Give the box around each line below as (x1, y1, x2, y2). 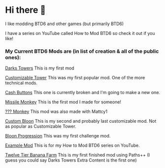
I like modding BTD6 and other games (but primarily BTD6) (5, 21, 124, 27)
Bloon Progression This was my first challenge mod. (5, 133, 111, 139)
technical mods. (5, 80, 38, 86)
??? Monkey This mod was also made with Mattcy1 (5, 108, 107, 115)
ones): (5, 54, 21, 61)
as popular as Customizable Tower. (5, 123, 76, 130)
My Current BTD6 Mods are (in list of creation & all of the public (5, 48, 159, 55)
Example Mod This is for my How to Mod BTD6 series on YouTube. (5, 142, 140, 148)
